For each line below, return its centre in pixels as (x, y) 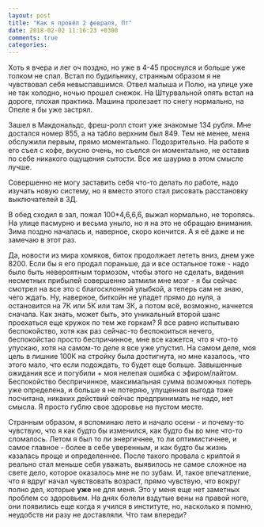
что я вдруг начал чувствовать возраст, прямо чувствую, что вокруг (124, 481)
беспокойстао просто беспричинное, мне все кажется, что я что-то (123, 340)
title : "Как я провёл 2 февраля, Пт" (70, 23)
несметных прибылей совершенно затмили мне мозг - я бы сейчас (123, 281)
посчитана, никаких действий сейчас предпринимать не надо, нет (121, 399)
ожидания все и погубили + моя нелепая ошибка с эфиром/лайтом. (123, 373)
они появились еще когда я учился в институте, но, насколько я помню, (130, 506)
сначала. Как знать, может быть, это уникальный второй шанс (114, 315)
